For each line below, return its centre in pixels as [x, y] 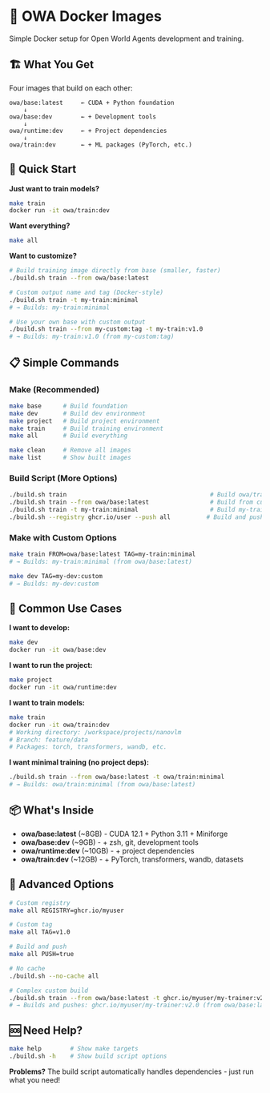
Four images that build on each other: [71, 88]
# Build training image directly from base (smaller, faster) [115, 271]
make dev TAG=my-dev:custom [56, 576]
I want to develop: [40, 628]
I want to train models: [47, 702]
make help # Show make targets [74, 1049]
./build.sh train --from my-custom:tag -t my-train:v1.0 [106, 329]
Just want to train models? [54, 188]
